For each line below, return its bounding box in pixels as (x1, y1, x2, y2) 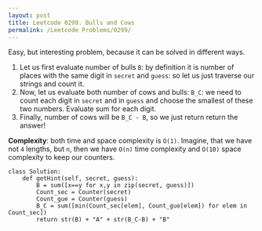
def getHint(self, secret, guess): (22, 175, 139, 182)
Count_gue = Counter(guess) (36, 195, 128, 204)
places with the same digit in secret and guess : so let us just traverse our (19, 71, 255, 81)
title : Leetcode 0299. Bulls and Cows (8, 19, 135, 27)
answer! (19, 121, 45, 130)
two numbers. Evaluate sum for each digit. (19, 104, 157, 114)
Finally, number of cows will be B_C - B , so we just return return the (19, 113, 238, 122)
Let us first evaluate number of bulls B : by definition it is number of (19, 63, 235, 72)
